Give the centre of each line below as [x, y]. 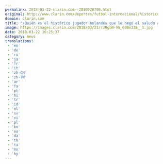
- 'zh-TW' [17, 77]
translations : [19, 41]
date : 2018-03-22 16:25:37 [32, 32]
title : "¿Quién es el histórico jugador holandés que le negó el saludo [80, 23]
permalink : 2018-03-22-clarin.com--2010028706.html [58, 9]
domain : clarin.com [25, 18]
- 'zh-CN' [17, 73]
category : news [20, 37]
